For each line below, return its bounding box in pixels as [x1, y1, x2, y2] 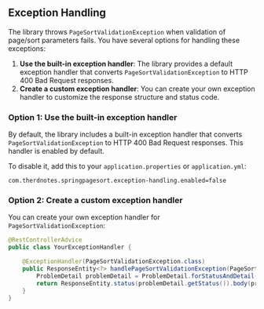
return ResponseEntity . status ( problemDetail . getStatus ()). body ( [36, 279, 251, 287]
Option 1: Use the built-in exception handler [8, 111, 178, 122]
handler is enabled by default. [8, 147, 104, 156]
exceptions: [8, 43, 46, 53]
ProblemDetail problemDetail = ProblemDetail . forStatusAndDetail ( [36, 272, 258, 280]
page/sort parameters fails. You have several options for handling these [8, 35, 240, 45]
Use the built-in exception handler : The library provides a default [19, 59, 233, 68]
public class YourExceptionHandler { [8, 243, 132, 252]
